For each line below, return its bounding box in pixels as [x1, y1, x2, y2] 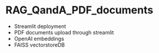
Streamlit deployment [14, 23, 67, 30]
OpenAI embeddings [14, 35, 64, 42]
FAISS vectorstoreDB [14, 41, 65, 48]
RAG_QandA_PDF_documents [5, 3, 154, 17]
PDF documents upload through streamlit [14, 29, 114, 36]
